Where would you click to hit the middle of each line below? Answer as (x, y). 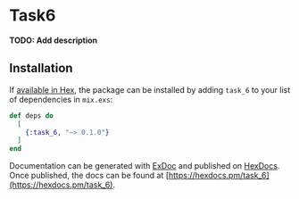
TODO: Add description (54, 40)
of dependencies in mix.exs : (61, 99)
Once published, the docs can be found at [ (89, 176)
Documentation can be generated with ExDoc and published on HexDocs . (145, 166)
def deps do (31, 116)
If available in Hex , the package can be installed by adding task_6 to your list (150, 89)
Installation (41, 68)
